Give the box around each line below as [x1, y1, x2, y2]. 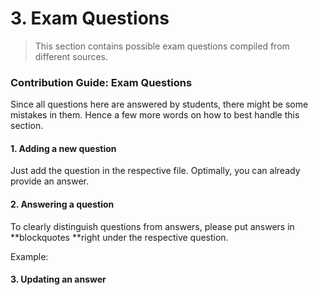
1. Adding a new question [10, 142, 117, 154]
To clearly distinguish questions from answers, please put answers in [10, 220, 295, 232]
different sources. [34, 50, 109, 62]
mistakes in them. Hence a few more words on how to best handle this [10, 109, 300, 121]
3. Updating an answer [10, 273, 107, 286]
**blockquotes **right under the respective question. [10, 231, 229, 243]
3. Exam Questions [10, 7, 170, 30]
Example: [10, 250, 49, 262]
